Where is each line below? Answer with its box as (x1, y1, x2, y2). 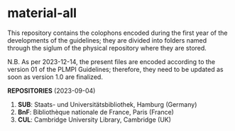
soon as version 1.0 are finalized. (7, 73, 103, 81)
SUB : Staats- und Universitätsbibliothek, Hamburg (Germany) (17, 100, 197, 108)
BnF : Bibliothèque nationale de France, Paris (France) (17, 108, 174, 116)
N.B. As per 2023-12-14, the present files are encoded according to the (7, 57, 215, 65)
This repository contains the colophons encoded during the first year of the (7, 28, 228, 37)
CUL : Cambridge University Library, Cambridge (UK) (17, 115, 172, 124)
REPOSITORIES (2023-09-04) (7, 86, 96, 95)
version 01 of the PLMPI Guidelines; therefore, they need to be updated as (7, 65, 224, 73)
